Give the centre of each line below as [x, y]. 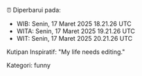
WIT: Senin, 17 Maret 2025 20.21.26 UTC [74, 38]
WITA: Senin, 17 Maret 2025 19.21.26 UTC [76, 31]
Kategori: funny [29, 65]
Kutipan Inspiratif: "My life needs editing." [66, 52]
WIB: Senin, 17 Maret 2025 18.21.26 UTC [74, 24]
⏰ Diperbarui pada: [34, 10]
